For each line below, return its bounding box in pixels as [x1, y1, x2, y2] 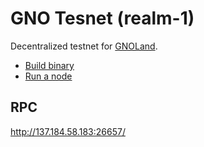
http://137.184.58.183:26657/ [10, 125, 126, 137]
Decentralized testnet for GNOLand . [10, 40, 158, 52]
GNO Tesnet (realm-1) [10, 7, 195, 30]
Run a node [24, 70, 73, 82]
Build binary [24, 59, 75, 71]
